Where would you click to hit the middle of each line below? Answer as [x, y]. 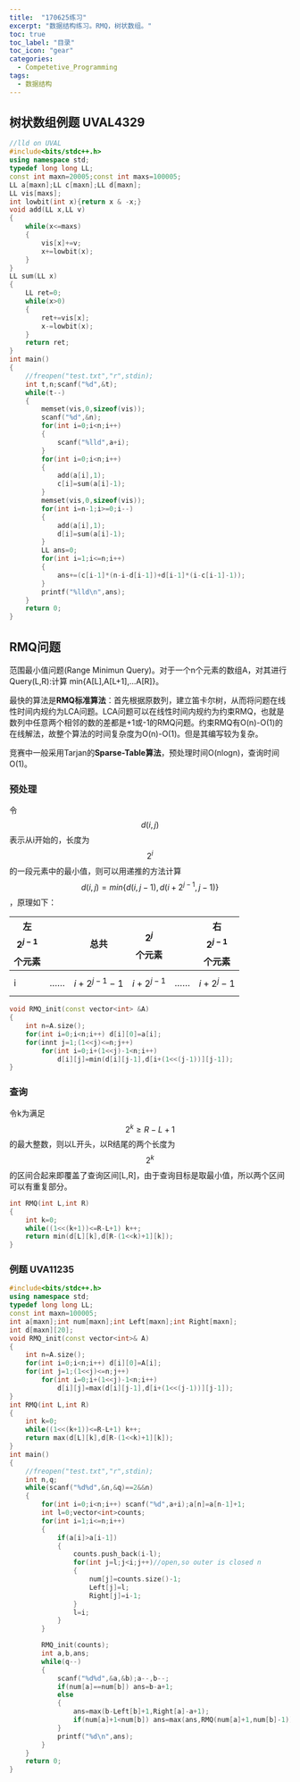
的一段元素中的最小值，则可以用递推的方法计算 [95, 871]
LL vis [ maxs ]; [36, 193]
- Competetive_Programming [67, 68]
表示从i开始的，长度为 [50, 840]
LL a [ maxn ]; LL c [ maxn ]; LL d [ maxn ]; [75, 185]
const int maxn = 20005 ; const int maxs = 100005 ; [95, 176]
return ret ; [47, 343]
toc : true [28, 34]
